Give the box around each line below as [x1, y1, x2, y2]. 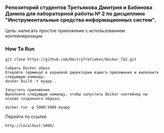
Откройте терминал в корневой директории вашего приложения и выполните [5, 70, 159, 75]
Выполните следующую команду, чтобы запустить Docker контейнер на [5, 92, 148, 97]
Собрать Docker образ [5, 65, 50, 71]
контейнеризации [5, 33, 43, 39]
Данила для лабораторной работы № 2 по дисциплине [5, 10, 146, 17]
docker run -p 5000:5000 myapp [5, 105, 70, 110]
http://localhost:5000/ [5, 123, 55, 128]
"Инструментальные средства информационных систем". [5, 16, 157, 23]
